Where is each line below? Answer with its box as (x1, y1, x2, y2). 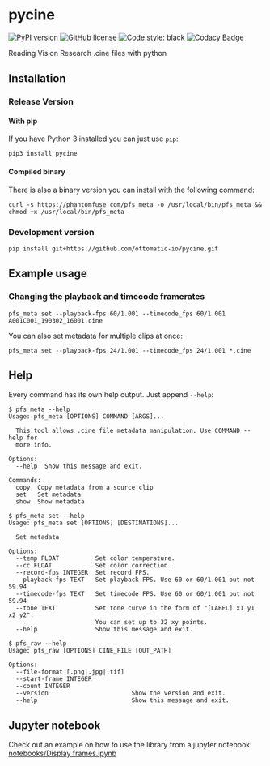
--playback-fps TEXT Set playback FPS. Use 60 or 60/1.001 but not (15, 576, 255, 584)
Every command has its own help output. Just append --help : (8, 390, 214, 400)
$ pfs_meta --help (8, 405, 70, 414)
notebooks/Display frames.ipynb (8, 748, 117, 759)
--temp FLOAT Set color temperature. (15, 554, 175, 563)
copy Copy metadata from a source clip (15, 484, 154, 492)
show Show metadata (15, 498, 85, 506)
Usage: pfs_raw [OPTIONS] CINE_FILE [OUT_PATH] (8, 647, 172, 655)
